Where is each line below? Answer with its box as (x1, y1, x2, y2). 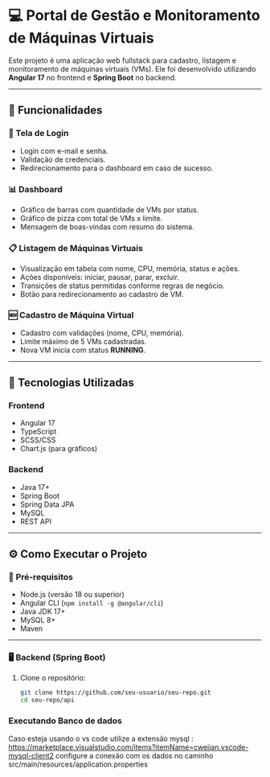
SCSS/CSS (19, 435, 56, 445)
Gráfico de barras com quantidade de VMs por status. (19, 204, 199, 214)
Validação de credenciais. (19, 154, 106, 164)
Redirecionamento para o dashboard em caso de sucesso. (19, 162, 214, 173)
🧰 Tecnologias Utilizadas (8, 376, 134, 389)
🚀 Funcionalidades (8, 104, 103, 117)
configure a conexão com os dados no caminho (55, 750, 214, 760)
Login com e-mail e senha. (19, 146, 108, 155)
